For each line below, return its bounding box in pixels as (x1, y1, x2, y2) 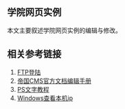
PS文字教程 (16, 85, 49, 93)
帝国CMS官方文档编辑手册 (16, 77, 91, 85)
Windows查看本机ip (16, 94, 73, 102)
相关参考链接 (7, 48, 62, 60)
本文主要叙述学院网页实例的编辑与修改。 (7, 26, 122, 34)
